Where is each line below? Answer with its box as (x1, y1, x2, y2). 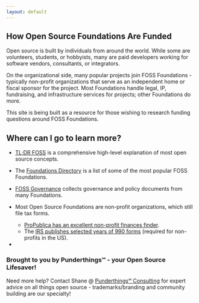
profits (24, 234, 41, 241)
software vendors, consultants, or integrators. (6, 60, 120, 67)
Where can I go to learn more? (6, 133, 122, 143)
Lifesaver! (6, 263, 37, 272)
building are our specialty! (6, 290, 71, 297)
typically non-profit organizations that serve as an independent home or (6, 78, 185, 85)
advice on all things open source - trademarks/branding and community (6, 283, 185, 290)
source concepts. (14, 155, 59, 163)
